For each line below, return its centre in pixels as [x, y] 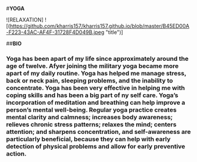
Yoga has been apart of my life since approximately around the [97, 58]
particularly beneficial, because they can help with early [89, 139]
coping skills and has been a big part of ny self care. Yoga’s [92, 95]
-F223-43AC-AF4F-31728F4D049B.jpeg [55, 32]
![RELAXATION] [25, 20]
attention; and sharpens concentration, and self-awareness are [98, 132]
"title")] [114, 32]
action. [16, 153]
